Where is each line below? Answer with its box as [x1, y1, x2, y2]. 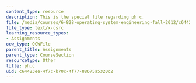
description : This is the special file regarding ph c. [6, 14, 145, 20]
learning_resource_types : [6, 30, 69, 36]
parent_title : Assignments [6, 47, 72, 53]
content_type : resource [6, 8, 64, 15]
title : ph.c [6, 63, 35, 69]
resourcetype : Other [6, 57, 57, 63]
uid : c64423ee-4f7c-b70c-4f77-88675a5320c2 [6, 68, 114, 74]
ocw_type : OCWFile [6, 41, 51, 47]
